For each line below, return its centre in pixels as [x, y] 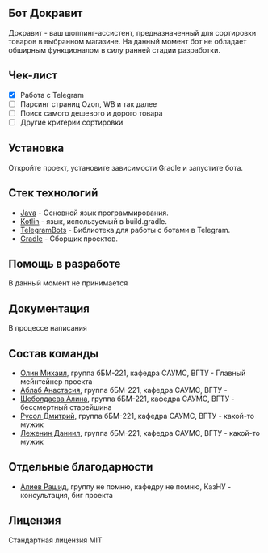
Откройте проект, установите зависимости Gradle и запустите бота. [126, 167]
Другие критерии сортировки [71, 122]
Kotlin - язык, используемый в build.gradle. [94, 221]
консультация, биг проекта [66, 495]
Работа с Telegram [52, 95]
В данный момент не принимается [68, 283]
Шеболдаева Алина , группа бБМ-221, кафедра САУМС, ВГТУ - [128, 399]
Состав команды [54, 354]
